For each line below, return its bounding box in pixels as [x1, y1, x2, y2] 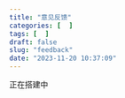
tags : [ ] [9, 29, 50, 38]
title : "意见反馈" [9, 12, 73, 22]
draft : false [9, 37, 58, 47]
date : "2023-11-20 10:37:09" [9, 54, 117, 63]
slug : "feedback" [9, 46, 74, 55]
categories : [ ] [9, 21, 74, 30]
